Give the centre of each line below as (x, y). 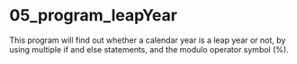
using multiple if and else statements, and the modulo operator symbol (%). (149, 49)
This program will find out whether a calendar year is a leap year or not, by (148, 40)
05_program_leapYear (94, 16)
